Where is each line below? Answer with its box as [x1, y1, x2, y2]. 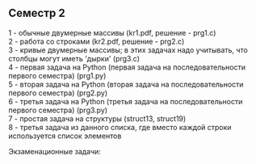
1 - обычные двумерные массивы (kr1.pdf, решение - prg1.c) [8, 27, 216, 37]
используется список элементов [8, 131, 122, 141]
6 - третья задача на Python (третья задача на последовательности [8, 96, 243, 106]
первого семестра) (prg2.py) [8, 88, 108, 98]
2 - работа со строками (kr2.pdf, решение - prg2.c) [8, 36, 185, 46]
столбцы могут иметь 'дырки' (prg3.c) [8, 53, 140, 63]
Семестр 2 [8, 6, 66, 20]
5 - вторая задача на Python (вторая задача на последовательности [8, 79, 244, 89]
